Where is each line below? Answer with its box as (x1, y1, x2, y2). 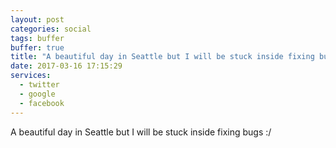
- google (19, 89, 56, 99)
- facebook (19, 98, 65, 108)
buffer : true (10, 42, 65, 53)
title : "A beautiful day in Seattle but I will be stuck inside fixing (10, 52, 315, 62)
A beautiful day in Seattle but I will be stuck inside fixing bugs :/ (10, 126, 272, 138)
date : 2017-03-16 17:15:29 (10, 61, 123, 71)
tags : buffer (10, 33, 65, 43)
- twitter (19, 80, 60, 90)
